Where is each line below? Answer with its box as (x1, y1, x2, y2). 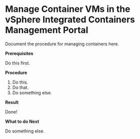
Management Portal (5, 25, 89, 36)
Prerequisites (5, 50, 34, 56)
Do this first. (5, 60, 30, 66)
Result (5, 99, 19, 105)
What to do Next (5, 118, 40, 124)
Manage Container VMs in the (5, 3, 131, 15)
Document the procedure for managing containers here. (5, 41, 119, 46)
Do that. (12, 84, 29, 90)
